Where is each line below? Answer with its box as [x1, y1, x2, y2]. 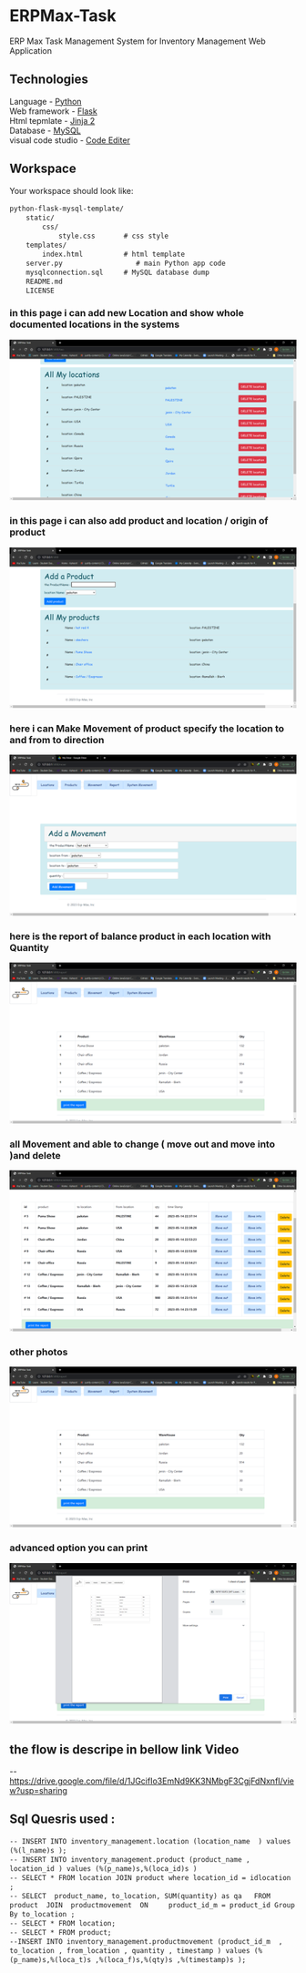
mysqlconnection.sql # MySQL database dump [25, 268, 209, 277]
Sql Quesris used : [9, 1812, 116, 1827]
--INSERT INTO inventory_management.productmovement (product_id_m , [9, 1937, 283, 1946]
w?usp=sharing [9, 1785, 68, 1796]
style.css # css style [57, 231, 169, 240]
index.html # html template [42, 250, 185, 259]
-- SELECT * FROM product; [9, 1927, 112, 1937]
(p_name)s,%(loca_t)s [9, 1955, 92, 1964]
